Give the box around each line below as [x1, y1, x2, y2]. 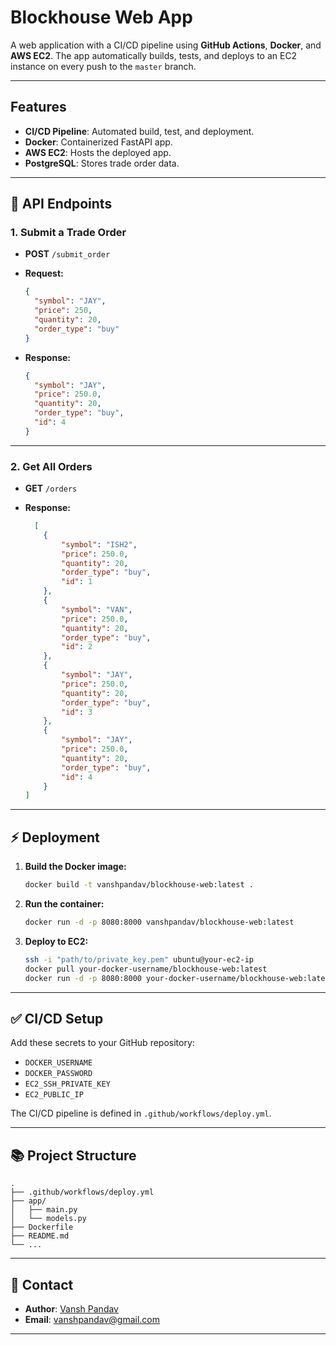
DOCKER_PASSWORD [24, 1069, 93, 1079]
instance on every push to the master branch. [10, 60, 197, 72]
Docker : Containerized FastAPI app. [24, 136, 173, 148]
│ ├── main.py [10, 1205, 78, 1215]
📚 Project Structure [10, 1147, 137, 1164]
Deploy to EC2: [24, 935, 89, 947]
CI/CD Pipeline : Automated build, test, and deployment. [24, 125, 255, 137]
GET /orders [24, 482, 78, 495]
